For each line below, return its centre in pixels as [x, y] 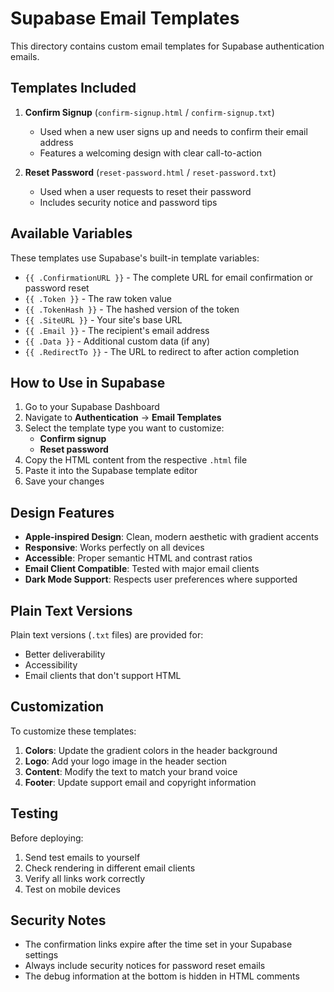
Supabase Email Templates [125, 18]
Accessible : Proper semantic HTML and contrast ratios [138, 558]
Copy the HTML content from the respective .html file [136, 460]
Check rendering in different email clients [110, 868]
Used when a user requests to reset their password [145, 191]
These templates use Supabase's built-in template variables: [135, 258]
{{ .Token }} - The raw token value [98, 298]
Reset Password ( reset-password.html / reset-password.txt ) [150, 172]
